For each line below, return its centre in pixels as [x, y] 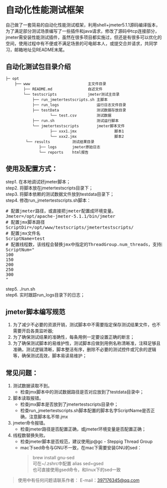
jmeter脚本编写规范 [35, 312]
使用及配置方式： [32, 169]
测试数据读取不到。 [32, 386]
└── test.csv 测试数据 [81, 115]
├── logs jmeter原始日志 [70, 147]
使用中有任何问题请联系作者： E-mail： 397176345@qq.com [79, 480]
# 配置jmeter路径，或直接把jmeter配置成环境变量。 [61, 211]
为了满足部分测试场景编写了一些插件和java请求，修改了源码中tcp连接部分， [83, 31]
